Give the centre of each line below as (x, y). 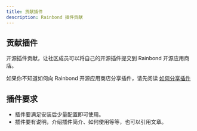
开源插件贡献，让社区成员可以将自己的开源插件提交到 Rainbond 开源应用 (95, 58)
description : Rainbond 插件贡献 (45, 17)
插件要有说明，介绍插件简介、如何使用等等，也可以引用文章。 (91, 122)
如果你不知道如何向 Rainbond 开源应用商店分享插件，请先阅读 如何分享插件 (98, 79)
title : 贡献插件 (24, 12)
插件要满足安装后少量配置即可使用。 (59, 114)
